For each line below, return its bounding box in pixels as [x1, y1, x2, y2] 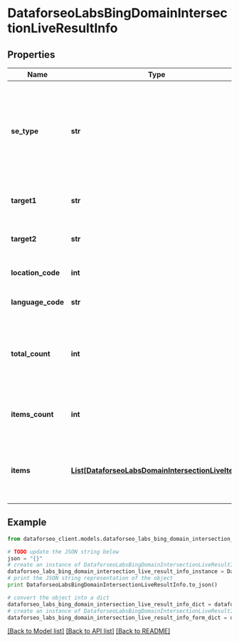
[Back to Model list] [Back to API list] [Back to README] [7, 627, 171, 636]
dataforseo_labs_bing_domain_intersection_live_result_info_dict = [7, 601, 212, 608]
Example [7, 517, 47, 529]
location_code [11, 268, 60, 277]
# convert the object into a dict [7, 594, 110, 601]
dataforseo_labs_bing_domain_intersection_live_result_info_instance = [7, 568, 224, 575]
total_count [11, 349, 51, 358]
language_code [11, 297, 65, 307]
